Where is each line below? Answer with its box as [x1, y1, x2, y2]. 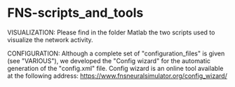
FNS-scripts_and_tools [7, 5, 144, 21]
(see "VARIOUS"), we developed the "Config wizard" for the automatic [7, 56, 211, 65]
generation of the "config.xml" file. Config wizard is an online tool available [7, 64, 224, 72]
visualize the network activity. [7, 35, 93, 43]
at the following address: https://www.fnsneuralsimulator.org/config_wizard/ [7, 72, 228, 80]
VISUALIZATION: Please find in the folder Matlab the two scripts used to [7, 28, 215, 36]
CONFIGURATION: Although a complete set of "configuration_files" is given [7, 49, 225, 58]
